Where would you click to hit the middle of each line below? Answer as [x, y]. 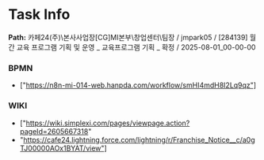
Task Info [39, 15]
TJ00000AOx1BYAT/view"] [63, 148]
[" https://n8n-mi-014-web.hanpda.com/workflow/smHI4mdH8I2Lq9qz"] [138, 85]
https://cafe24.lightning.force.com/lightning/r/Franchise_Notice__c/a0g [139, 140]
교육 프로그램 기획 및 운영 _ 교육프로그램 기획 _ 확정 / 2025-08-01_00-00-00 [136, 47]
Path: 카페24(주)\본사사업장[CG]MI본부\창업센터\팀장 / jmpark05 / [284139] [128, 37]
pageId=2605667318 [54, 131]
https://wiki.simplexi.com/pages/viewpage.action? [108, 123]
